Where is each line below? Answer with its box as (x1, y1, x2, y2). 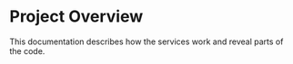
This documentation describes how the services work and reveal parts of (9, 36, 284, 47)
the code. (9, 45, 45, 56)
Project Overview (9, 6, 144, 27)
